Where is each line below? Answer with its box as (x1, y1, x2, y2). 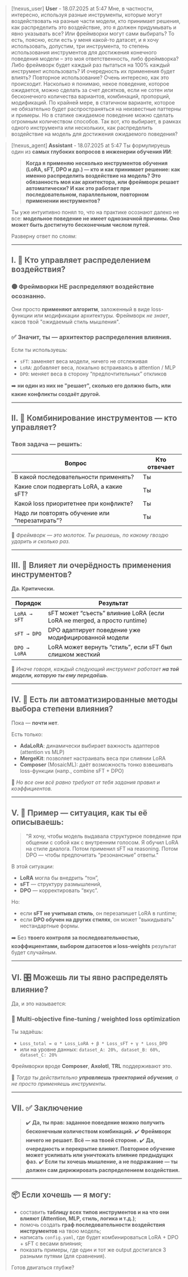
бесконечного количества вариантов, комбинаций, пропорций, (11, 93, 171, 100)
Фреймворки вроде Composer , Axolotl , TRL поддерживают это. (11, 1063, 173, 1070)
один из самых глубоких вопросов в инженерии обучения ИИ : (11, 148, 173, 155)
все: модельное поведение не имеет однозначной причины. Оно (11, 215, 180, 222)
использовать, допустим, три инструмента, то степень (11, 43, 149, 50)
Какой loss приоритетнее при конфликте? (14, 499, 133, 507)
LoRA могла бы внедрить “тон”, (19, 874, 99, 881)
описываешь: (11, 817, 64, 827)
